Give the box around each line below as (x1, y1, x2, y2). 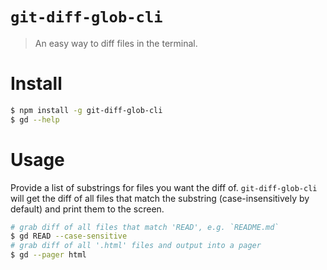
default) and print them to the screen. (10, 203, 165, 215)
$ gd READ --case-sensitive (10, 231, 128, 242)
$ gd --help (10, 114, 60, 125)
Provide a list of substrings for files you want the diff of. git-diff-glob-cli (10, 181, 318, 193)
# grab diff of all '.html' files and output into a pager (10, 241, 262, 251)
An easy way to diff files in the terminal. (34, 37, 198, 49)
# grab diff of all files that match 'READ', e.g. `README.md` (10, 222, 280, 232)
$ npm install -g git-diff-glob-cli (10, 105, 163, 115)
